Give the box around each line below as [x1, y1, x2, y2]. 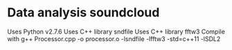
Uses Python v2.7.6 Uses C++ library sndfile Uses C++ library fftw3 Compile [7, 27, 225, 36]
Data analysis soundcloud [7, 5, 160, 21]
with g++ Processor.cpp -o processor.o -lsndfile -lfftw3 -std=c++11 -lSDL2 [7, 34, 221, 42]
